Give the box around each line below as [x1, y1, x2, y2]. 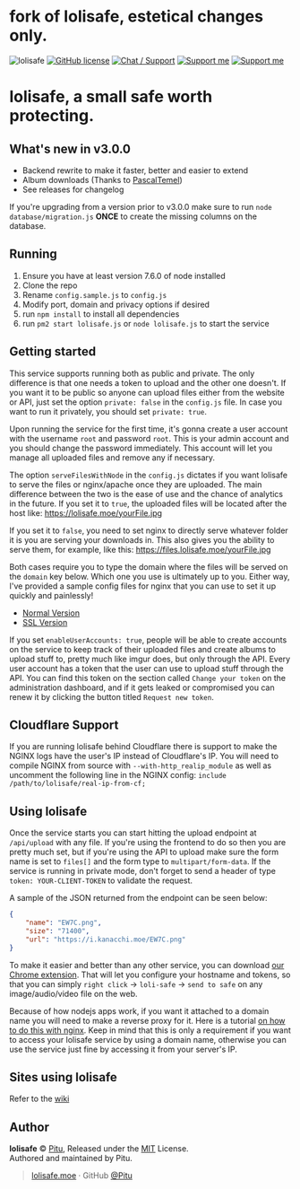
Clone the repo [21, 280, 78, 291]
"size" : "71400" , [25, 926, 90, 935]
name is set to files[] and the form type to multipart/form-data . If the [9, 856, 271, 867]
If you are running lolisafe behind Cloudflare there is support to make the [9, 741, 278, 752]
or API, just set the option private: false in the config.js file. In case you [9, 397, 283, 407]
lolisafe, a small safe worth [9, 87, 213, 107]
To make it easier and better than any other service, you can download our [9, 959, 285, 970]
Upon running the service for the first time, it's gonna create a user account [9, 424, 288, 434]
